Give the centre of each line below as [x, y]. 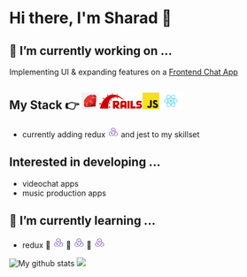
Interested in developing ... [85, 162]
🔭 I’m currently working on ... [91, 51]
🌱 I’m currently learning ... [83, 221]
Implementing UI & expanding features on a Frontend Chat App [124, 72]
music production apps [64, 193]
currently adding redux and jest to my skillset [111, 134]
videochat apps [50, 183]
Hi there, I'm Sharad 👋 [91, 18]
